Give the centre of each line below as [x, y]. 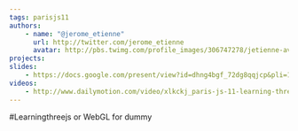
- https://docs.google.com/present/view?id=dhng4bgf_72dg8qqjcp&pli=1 [158, 75]
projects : [27, 58]
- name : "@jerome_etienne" [75, 34]
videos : [24, 83]
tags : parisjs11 [39, 17]
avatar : [47, 50]
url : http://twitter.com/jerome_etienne [108, 42]
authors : [25, 26]
